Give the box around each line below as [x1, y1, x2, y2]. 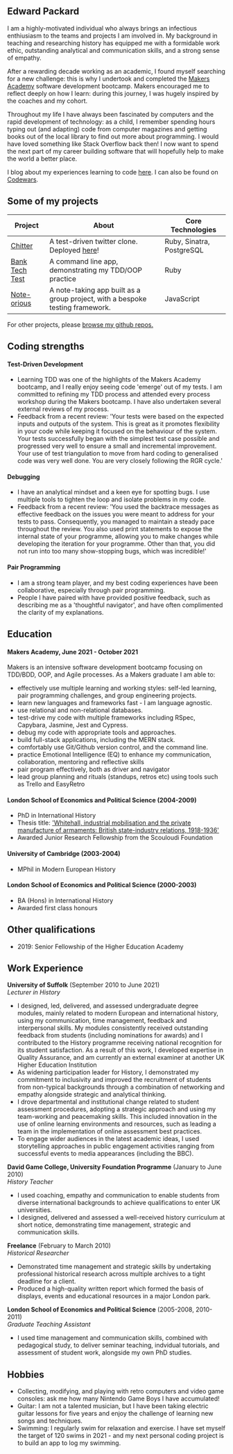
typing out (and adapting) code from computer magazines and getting [7, 124, 207, 133]
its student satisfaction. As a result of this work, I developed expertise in [17, 1046, 224, 1054]
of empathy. [7, 54, 42, 62]
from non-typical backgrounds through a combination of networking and [17, 1083, 225, 1091]
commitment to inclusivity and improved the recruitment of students [17, 1076, 212, 1084]
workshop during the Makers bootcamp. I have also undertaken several [17, 398, 221, 406]
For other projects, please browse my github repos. [7, 320, 154, 329]
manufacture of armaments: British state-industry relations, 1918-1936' [17, 826, 220, 834]
